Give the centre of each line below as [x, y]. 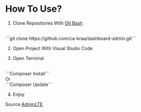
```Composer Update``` [29, 84]
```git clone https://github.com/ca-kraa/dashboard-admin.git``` [71, 38]
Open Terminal [28, 58]
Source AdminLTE [24, 104]
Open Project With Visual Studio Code [53, 48]
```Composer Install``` [28, 73]
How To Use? [34, 9]
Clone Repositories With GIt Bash [48, 23]
